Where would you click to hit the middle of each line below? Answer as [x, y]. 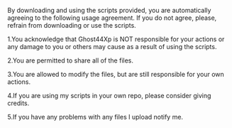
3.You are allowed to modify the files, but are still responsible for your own [116, 74]
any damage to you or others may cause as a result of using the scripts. [112, 47]
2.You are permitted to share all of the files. [70, 60]
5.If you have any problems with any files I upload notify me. [95, 117]
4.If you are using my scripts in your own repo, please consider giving [109, 96]
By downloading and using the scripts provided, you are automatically [109, 10]
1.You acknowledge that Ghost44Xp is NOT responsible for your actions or [116, 39]
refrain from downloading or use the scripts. [72, 25]
